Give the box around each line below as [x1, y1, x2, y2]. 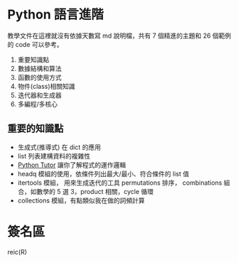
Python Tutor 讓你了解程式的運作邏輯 [17, 161, 126, 169]
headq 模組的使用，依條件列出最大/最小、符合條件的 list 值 [17, 169, 190, 178]
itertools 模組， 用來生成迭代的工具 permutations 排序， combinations [17, 178, 222, 187]
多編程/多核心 [17, 100, 58, 108]
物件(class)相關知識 [17, 82, 76, 90]
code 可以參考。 [15, 40, 64, 48]
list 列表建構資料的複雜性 [17, 151, 91, 160]
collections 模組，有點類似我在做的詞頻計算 [17, 196, 146, 205]
